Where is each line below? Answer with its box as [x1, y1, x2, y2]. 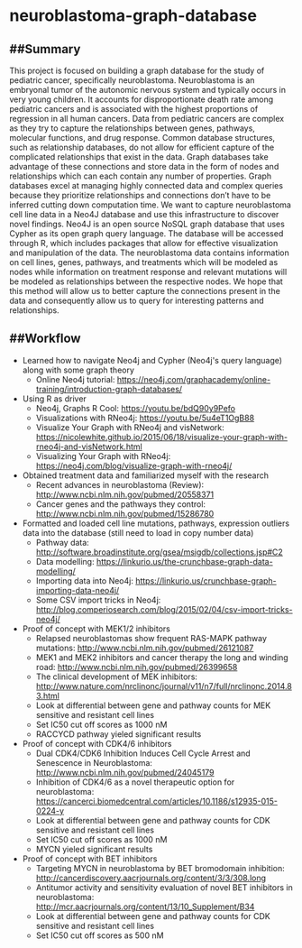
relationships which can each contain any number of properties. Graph [9, 170, 272, 181]
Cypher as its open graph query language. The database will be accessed [9, 228, 284, 239]
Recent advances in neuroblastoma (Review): [35, 479, 205, 490]
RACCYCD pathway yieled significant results [35, 728, 202, 740]
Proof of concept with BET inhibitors [22, 853, 158, 864]
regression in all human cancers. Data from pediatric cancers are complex [9, 114, 285, 124]
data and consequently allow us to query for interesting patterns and [9, 295, 264, 306]
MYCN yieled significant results [35, 843, 153, 854]
